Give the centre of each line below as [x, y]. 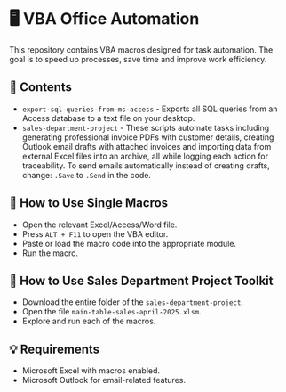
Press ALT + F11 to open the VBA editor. [95, 233]
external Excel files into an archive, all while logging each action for [145, 156]
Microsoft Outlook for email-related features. [104, 380]
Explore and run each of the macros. [89, 321]
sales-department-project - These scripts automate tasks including [146, 127]
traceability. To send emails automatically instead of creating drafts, [146, 165]
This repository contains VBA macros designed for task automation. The [141, 49]
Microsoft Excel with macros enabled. [91, 371]
